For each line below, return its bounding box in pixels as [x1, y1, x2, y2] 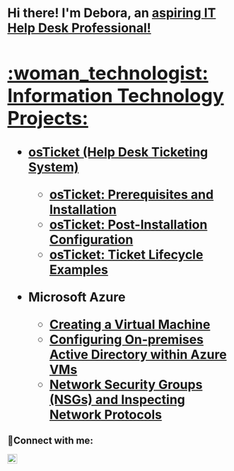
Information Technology [7, 83, 224, 107]
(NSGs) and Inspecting [49, 391, 186, 407]
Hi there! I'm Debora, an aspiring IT [7, 5, 216, 21]
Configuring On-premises [49, 331, 204, 347]
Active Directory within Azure [49, 347, 228, 362]
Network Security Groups [49, 376, 203, 392]
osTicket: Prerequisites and [49, 186, 214, 202]
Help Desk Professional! [7, 20, 152, 36]
